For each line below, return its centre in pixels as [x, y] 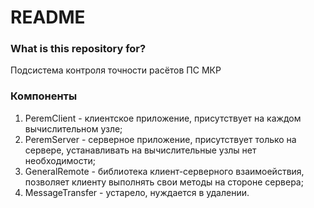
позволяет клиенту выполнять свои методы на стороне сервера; [164, 182]
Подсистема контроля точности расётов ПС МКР [116, 70]
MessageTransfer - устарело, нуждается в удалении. [137, 192]
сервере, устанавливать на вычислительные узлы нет [140, 150]
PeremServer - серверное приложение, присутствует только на [160, 139]
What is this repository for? [78, 49]
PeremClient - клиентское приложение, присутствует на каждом [163, 118]
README [48, 17]
